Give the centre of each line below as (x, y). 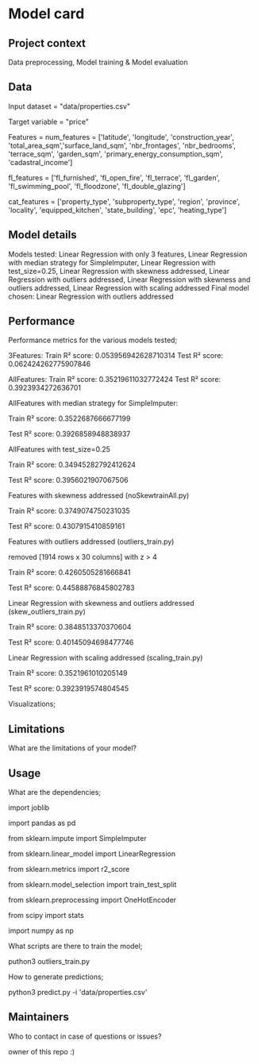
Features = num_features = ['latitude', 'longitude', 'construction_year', (121, 137)
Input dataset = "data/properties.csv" (69, 106)
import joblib (29, 808)
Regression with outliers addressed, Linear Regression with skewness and (129, 279)
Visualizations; (32, 704)
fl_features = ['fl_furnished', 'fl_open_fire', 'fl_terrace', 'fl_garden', (114, 177)
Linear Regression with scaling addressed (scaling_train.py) (106, 658)
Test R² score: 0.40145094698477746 (71, 642)
